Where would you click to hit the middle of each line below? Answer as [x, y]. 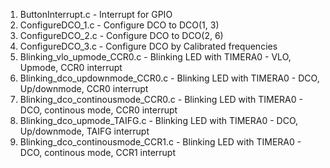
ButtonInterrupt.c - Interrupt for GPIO [96, 14]
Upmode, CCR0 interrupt [71, 67]
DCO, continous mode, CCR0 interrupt [98, 110]
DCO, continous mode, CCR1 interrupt [98, 152]
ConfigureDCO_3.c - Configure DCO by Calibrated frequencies [148, 46]
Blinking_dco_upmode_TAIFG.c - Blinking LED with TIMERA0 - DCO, [159, 120]
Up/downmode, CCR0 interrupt [84, 88]
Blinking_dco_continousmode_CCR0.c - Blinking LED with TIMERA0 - [161, 99]
